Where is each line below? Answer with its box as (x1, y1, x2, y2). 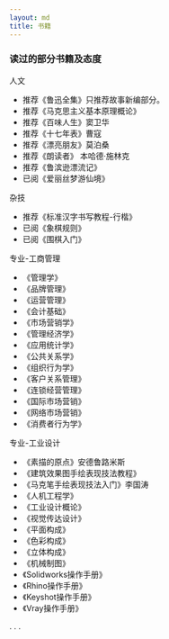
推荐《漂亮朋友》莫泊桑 (22, 139, 110, 149)
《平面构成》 (22, 524, 70, 535)
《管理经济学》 (22, 328, 78, 338)
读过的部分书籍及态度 (9, 53, 102, 66)
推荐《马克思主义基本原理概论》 (22, 105, 141, 116)
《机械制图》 (22, 557, 70, 568)
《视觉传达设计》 (22, 512, 86, 523)
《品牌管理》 (22, 283, 70, 293)
